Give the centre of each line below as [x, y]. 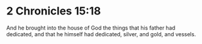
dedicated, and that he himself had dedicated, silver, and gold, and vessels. [101, 34]
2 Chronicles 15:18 [54, 11]
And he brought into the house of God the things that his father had [91, 28]
